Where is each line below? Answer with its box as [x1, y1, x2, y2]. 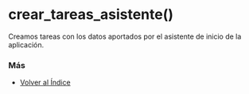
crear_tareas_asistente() [8, 6, 173, 24]
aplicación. [8, 39, 45, 49]
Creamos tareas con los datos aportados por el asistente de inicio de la [8, 32, 242, 41]
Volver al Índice [19, 77, 71, 88]
